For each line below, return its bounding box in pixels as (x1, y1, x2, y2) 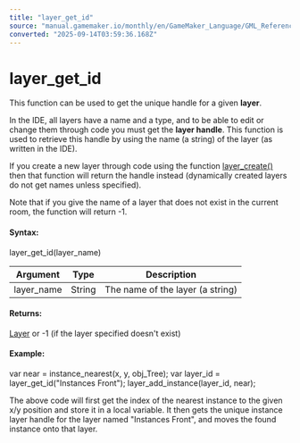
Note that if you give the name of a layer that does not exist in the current (9, 197, 279, 208)
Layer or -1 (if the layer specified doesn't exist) (9, 328, 181, 339)
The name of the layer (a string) (104, 283, 238, 296)
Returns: (9, 308, 43, 319)
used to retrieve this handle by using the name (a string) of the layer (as (9, 134, 273, 145)
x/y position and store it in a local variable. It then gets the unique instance (9, 404, 283, 415)
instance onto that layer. (9, 423, 98, 434)
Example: (9, 348, 46, 359)
